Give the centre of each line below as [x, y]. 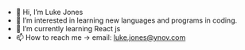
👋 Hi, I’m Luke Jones [49, 12]
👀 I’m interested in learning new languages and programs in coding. [126, 20]
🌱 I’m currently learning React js [68, 29]
